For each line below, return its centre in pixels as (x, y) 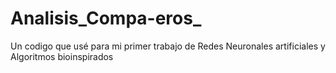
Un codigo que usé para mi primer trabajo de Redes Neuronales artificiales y (168, 46)
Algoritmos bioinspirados (62, 56)
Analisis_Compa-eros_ (106, 18)
